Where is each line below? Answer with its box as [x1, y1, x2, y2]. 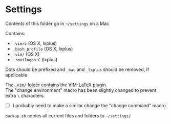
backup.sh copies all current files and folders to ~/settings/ [5, 113, 132, 118]
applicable [5, 71, 27, 78]
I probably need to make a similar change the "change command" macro [12, 102, 166, 108]
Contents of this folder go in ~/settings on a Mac [5, 20, 110, 27]
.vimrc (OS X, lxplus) [12, 40, 57, 46]
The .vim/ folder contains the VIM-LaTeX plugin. [5, 82, 108, 88]
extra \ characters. [5, 92, 45, 98]
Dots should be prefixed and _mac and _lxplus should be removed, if [5, 66, 149, 72]
